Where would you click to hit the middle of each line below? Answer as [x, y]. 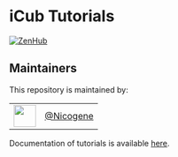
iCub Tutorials [62, 16]
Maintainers [43, 68]
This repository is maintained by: [69, 89]
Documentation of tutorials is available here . [89, 143]
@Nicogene [70, 116]
